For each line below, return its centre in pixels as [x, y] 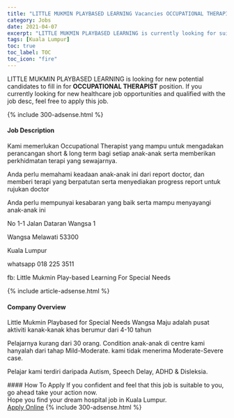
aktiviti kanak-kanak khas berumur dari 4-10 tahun [79, 330]
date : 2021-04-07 [32, 26]
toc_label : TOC [29, 53]
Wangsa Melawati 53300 [43, 237]
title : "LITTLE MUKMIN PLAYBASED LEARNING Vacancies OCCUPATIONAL [106, 14]
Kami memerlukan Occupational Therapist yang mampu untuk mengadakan [116, 146]
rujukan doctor [29, 189]
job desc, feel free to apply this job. [58, 101]
